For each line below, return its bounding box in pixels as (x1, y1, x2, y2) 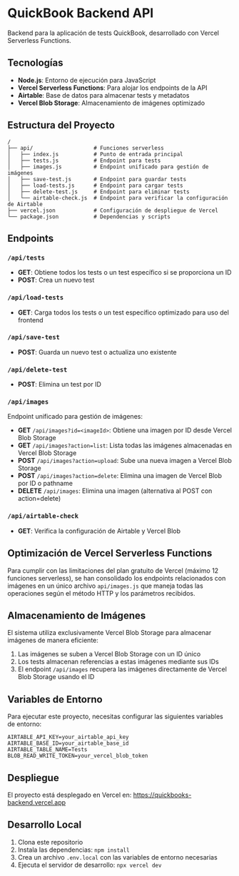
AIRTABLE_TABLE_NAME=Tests (7, 746, 88, 753)
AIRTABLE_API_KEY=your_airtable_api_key (7, 733, 130, 741)
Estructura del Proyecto (7, 119, 116, 131)
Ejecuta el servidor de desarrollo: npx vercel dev (17, 860, 162, 869)
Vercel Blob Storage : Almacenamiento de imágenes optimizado (17, 98, 205, 107)
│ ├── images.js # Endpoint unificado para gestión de (7, 163, 209, 170)
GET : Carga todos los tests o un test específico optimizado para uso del (17, 308, 230, 317)
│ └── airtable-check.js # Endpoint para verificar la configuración (7, 194, 228, 201)
